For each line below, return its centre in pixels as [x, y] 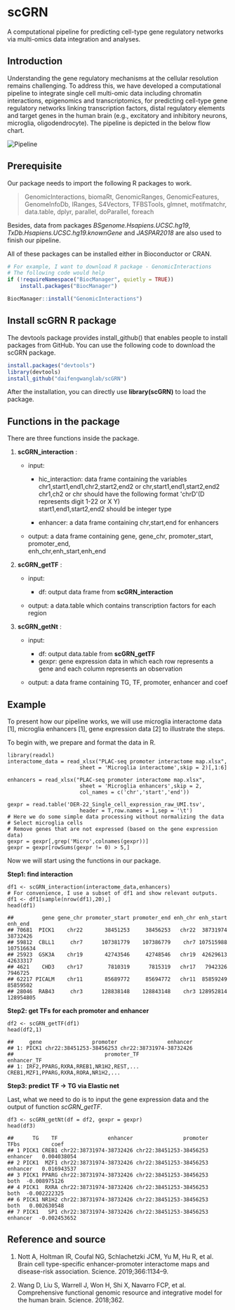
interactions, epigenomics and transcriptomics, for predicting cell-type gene [117, 100]
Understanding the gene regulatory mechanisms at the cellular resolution [113, 78]
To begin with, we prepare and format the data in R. [82, 742]
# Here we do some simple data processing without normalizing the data [116, 817]
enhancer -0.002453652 [42, 1218]
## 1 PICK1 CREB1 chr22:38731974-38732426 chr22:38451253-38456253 [108, 1151]
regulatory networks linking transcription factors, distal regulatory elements [116, 108]
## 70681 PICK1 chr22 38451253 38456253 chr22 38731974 [117, 930]
